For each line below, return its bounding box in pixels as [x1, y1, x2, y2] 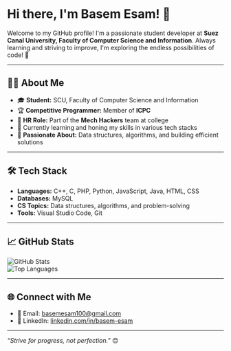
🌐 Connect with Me [7, 291, 91, 303]
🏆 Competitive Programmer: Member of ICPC [16, 106, 151, 114]
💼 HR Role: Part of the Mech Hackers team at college [16, 116, 168, 124]
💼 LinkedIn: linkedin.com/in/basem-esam [16, 317, 133, 325]
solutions [16, 137, 43, 146]
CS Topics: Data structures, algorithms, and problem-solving [16, 201, 190, 210]
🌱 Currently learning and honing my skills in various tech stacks [16, 123, 197, 131]
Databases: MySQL [16, 194, 74, 202]
